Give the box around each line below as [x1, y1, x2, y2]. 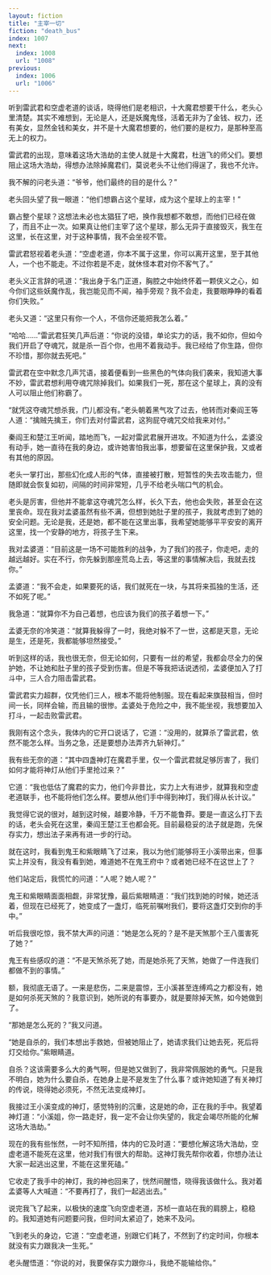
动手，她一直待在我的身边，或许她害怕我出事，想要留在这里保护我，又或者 [15, 442, 263, 452]
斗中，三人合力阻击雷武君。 [8, 673, 101, 682]
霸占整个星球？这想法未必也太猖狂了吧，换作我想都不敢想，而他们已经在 [8, 211, 248, 221]
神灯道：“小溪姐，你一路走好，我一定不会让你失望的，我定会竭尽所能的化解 [8, 1111, 260, 1121]
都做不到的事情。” [8, 965, 65, 975]
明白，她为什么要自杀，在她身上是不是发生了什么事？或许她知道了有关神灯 [15, 1074, 263, 1084]
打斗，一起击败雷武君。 [8, 710, 86, 720]
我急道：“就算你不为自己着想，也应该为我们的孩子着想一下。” [8, 608, 210, 618]
